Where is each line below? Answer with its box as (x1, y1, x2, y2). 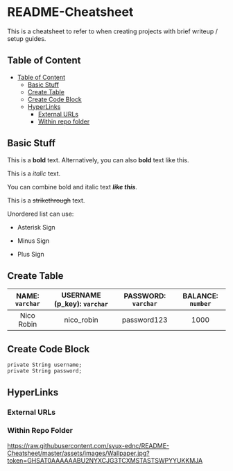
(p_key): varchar (54, 299, 109, 309)
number (189, 300, 212, 308)
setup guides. (7, 34, 46, 42)
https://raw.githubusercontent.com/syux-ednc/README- (7, 441, 170, 449)
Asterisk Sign (17, 223, 55, 231)
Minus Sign (17, 237, 50, 245)
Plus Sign (17, 250, 44, 258)
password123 (121, 315, 168, 325)
